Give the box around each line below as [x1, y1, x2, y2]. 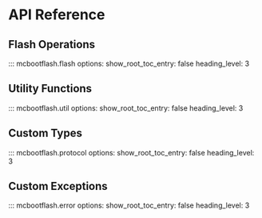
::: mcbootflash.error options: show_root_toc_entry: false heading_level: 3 [8, 200, 250, 210]
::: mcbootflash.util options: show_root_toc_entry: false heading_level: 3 [8, 103, 244, 113]
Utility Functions [8, 82, 93, 95]
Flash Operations [8, 38, 96, 51]
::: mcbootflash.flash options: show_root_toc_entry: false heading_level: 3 [8, 59, 250, 68]
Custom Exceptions [8, 180, 108, 193]
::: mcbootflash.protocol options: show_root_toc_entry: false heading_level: [8, 147, 255, 157]
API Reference [8, 6, 105, 24]
